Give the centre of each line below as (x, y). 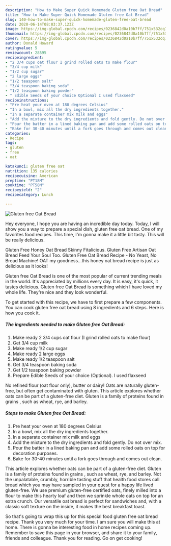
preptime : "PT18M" (25, 181)
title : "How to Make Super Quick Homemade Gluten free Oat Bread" (77, 15)
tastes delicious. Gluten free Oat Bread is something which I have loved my (84, 287)
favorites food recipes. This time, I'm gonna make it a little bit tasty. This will (85, 234)
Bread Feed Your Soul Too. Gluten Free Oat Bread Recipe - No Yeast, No (81, 255)
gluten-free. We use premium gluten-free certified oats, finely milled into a (83, 490)
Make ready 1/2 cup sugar (40, 348)
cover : (12, 39)
